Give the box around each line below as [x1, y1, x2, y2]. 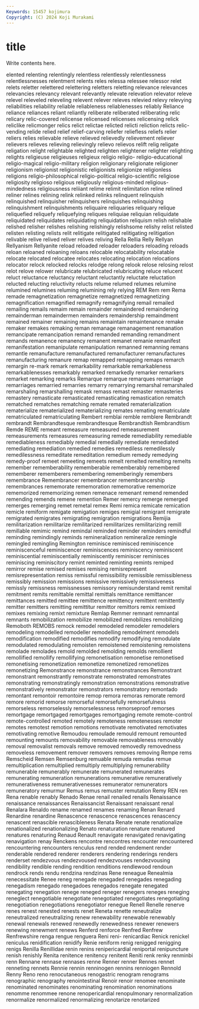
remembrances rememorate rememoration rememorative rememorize [6, 483, 176, 490]
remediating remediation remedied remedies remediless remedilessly [6, 445, 175, 452]
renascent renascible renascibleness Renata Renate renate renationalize [6, 819, 183, 826]
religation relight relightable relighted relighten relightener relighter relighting [6, 147, 193, 154]
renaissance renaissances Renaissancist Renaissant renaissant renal [6, 800, 174, 807]
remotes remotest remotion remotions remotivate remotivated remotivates [6, 724, 187, 731]
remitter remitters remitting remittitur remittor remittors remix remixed [6, 603, 176, 611]
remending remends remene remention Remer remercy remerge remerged [6, 496, 188, 503]
